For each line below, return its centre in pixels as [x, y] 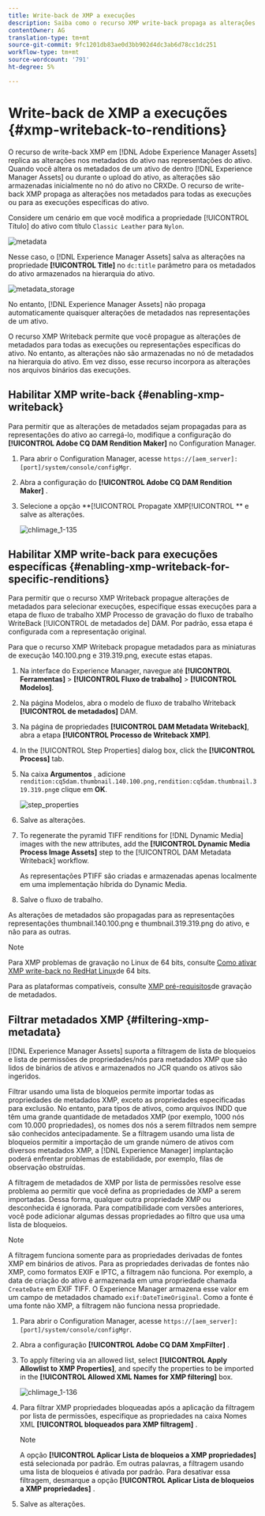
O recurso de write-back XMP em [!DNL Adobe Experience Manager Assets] [132, 152]
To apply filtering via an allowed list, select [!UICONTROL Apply [123, 1360]
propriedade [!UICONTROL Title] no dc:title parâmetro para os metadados [132, 265]
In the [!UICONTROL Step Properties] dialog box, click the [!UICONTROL [137, 750]
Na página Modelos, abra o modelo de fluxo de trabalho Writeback [128, 703]
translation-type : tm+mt [49, 38]
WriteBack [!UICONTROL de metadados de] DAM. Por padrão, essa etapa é [131, 623]
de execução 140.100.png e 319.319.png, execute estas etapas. [110, 656]
